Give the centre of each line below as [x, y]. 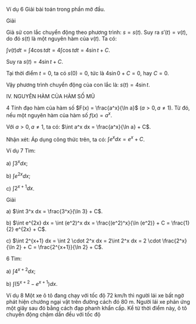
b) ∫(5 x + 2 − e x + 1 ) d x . [32, 283]
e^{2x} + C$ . [31, 229]
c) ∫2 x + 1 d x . [20, 188]
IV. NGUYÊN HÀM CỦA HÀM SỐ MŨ [51, 96]
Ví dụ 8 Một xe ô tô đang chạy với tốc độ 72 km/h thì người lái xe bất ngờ [95, 295]
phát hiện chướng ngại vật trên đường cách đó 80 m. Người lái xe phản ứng [98, 301]
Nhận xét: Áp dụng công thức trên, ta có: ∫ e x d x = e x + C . [75, 139]
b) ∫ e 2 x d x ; [18, 175]
